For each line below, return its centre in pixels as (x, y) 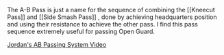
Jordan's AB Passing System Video (57, 44)
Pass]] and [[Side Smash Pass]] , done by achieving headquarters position (112, 17)
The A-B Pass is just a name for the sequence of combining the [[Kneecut (111, 10)
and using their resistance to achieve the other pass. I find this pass (103, 24)
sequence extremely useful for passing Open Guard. (81, 31)
